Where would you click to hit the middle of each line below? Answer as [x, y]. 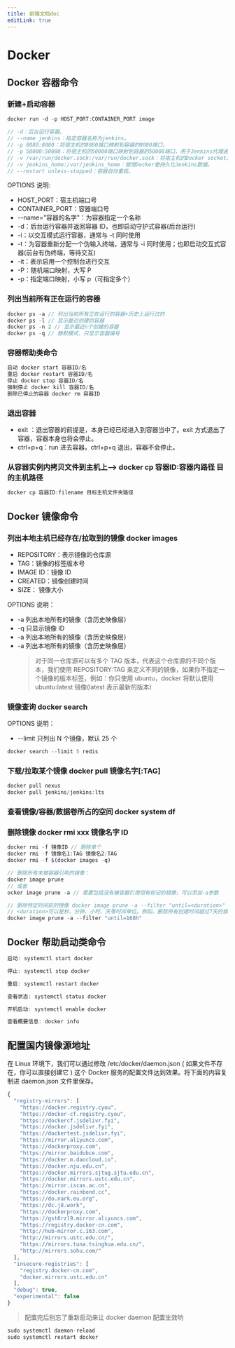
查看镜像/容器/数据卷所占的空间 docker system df [92, 812]
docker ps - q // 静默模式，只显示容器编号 [64, 334]
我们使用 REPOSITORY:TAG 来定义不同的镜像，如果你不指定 [133, 669]
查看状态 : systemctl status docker [57, 997]
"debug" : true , [36, 1290]
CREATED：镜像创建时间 [53, 581]
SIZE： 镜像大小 [40, 589]
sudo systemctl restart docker [53, 1337]
